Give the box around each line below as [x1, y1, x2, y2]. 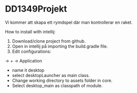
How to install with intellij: [5, 29, 56, 34]
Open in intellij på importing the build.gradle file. [12, 43, 108, 49]
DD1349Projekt [5, 3, 67, 15]
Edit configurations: [12, 48, 51, 54]
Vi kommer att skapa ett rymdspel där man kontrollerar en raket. [5, 19, 133, 25]
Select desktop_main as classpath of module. [12, 82, 103, 88]
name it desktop [12, 67, 45, 73]
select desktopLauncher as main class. [12, 72, 90, 78]
